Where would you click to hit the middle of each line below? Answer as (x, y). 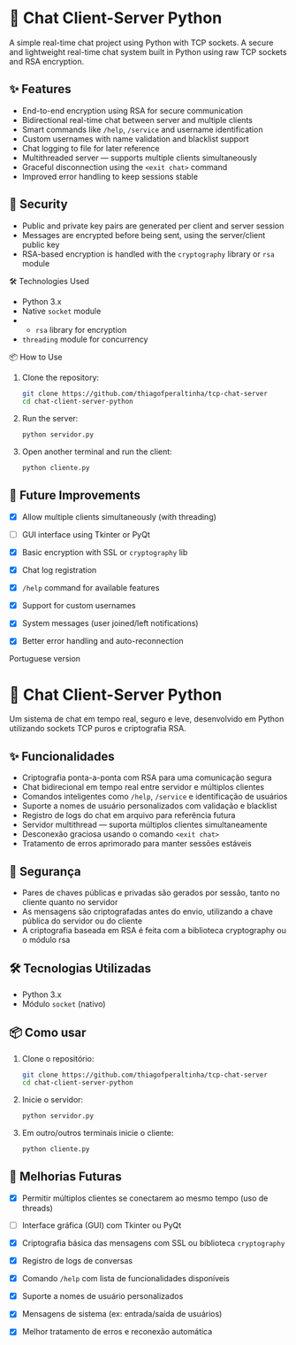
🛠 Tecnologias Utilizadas (80, 969)
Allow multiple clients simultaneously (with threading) (119, 516)
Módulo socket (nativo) (64, 1003)
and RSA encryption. (47, 61)
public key (41, 244)
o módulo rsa (46, 939)
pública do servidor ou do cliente (82, 921)
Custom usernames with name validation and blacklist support (135, 139)
